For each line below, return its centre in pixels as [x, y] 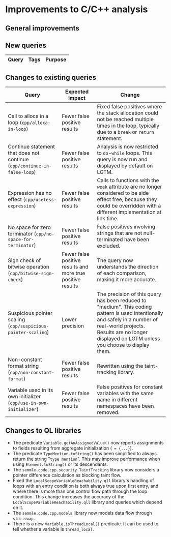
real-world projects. [121, 326]
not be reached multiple [125, 120]
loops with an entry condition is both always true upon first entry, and [85, 486]
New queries [26, 45]
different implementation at [129, 212]
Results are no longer [122, 333]
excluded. [109, 246]
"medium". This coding [124, 307]
